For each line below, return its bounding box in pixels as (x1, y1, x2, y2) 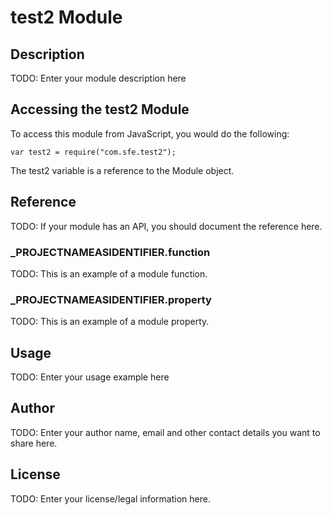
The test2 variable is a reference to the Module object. (10, 164, 235, 176)
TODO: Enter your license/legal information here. (10, 492, 211, 505)
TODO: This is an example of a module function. (10, 267, 208, 280)
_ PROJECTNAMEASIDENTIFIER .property (10, 292, 212, 306)
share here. (10, 437, 58, 449)
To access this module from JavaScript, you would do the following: (10, 127, 290, 140)
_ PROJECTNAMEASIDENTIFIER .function (10, 245, 211, 259)
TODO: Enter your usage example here (10, 371, 170, 383)
